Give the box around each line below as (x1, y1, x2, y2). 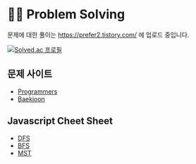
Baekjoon (17, 94, 46, 103)
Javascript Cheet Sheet (7, 115, 113, 127)
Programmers (17, 87, 58, 96)
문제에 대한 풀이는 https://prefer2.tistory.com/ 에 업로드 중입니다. (7, 30, 190, 39)
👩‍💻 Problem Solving (7, 6, 125, 23)
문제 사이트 (7, 68, 53, 80)
